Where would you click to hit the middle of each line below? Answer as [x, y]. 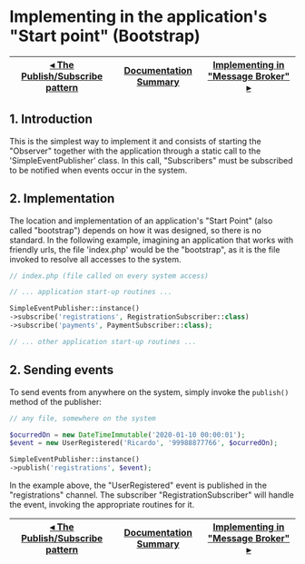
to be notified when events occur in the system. [98, 170]
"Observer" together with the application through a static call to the [135, 151]
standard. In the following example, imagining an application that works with [151, 240]
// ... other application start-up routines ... [103, 341]
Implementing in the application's [138, 17]
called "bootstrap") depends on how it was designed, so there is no [135, 230]
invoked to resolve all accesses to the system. [95, 259]
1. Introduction [51, 119]
